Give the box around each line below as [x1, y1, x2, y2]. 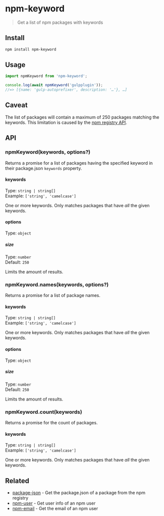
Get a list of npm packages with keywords [17, 19, 103, 25]
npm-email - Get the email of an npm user [12, 505, 98, 511]
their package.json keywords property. [5, 165, 82, 171]
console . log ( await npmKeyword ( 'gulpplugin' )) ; [5, 83, 103, 88]
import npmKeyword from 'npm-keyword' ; [5, 74, 88, 79]
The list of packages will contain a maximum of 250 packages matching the [5, 114, 160, 120]
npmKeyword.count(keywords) [5, 408, 83, 415]
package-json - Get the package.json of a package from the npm [12, 489, 146, 496]
